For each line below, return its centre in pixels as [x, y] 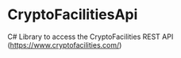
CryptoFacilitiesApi [73, 15]
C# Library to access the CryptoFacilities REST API [90, 37]
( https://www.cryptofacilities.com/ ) [65, 44]
